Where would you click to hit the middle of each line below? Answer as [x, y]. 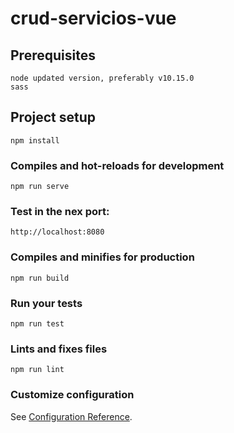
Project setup [53, 117]
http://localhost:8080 [57, 232]
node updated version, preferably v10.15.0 [102, 78]
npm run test [37, 324]
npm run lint [37, 370]
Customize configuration [72, 395]
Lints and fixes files [59, 349]
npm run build [40, 278]
